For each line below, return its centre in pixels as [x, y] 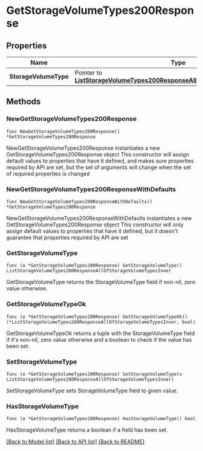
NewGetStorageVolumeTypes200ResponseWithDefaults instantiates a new [99, 218]
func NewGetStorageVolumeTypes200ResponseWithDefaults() [79, 202]
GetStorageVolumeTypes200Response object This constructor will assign [98, 154]
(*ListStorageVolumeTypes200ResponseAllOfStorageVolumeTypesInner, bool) [101, 322]
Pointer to [89, 73]
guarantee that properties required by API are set [67, 237]
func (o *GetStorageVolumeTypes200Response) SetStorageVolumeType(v [94, 374]
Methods [24, 102]
